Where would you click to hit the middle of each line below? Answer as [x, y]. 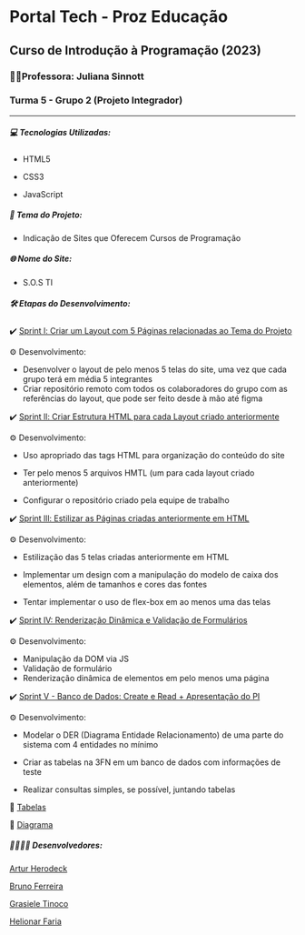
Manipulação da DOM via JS [76, 659]
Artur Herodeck [39, 868]
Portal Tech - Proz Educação [119, 17]
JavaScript [43, 194]
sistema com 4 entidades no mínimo [90, 744]
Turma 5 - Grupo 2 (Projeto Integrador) [96, 100]
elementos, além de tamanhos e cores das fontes [114, 584]
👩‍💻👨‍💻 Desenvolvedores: [56, 845]
